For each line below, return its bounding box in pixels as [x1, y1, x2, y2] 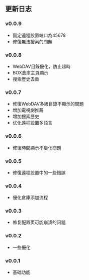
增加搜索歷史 [12, 114, 39, 120]
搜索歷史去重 [12, 76, 39, 82]
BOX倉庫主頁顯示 [12, 69, 49, 75]
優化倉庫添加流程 [12, 195, 48, 201]
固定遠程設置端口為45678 [12, 32, 66, 38]
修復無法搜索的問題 [12, 38, 53, 44]
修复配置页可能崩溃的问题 [12, 219, 66, 225]
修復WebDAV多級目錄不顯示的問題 [12, 101, 84, 107]
